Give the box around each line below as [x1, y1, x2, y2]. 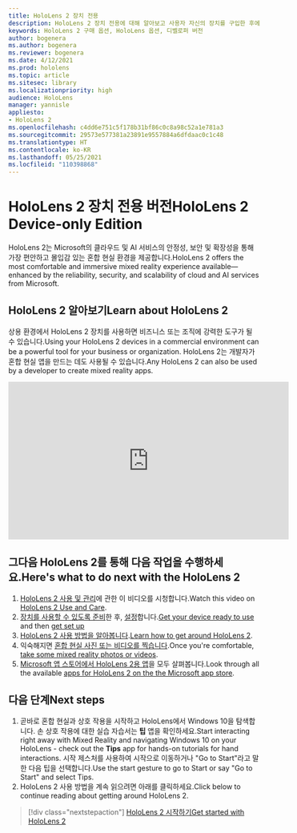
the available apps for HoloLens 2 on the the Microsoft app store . [19, 668, 235, 678]
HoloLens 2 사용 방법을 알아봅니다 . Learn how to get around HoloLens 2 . [19, 630, 254, 640]
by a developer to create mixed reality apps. [8, 365, 154, 375]
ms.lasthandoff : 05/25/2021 [8, 153, 102, 161]
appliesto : [8, 109, 45, 117]
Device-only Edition [8, 215, 142, 233]
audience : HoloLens [8, 94, 74, 102]
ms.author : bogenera [8, 42, 78, 50]
